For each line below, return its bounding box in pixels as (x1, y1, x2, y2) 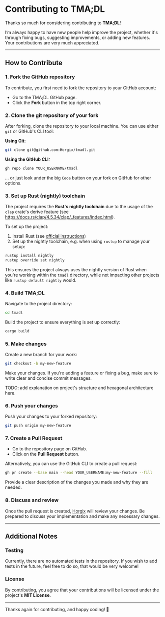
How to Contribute (5, 59, 63, 67)
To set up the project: (5, 223, 49, 229)
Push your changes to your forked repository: (5, 413, 97, 420)
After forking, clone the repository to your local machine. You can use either (5, 123, 159, 129)
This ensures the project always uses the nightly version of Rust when (5, 266, 147, 272)
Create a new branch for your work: (5, 352, 78, 358)
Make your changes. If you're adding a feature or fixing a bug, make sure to (5, 370, 158, 376)
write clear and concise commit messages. (5, 375, 92, 381)
